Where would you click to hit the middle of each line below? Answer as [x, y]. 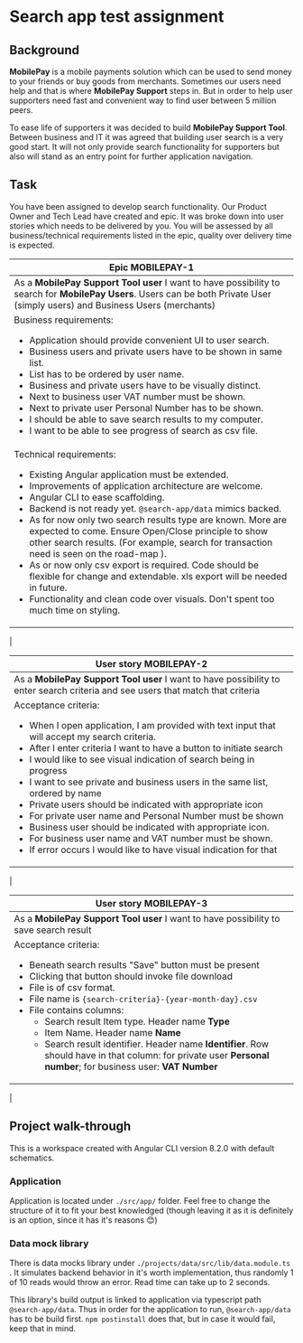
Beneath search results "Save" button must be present [144, 964]
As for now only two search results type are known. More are [158, 520]
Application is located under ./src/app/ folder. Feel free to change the [140, 1200]
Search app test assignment [117, 17]
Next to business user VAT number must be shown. [138, 397]
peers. [21, 110]
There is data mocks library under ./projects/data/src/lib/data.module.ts [150, 1263]
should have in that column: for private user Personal [157, 1055]
